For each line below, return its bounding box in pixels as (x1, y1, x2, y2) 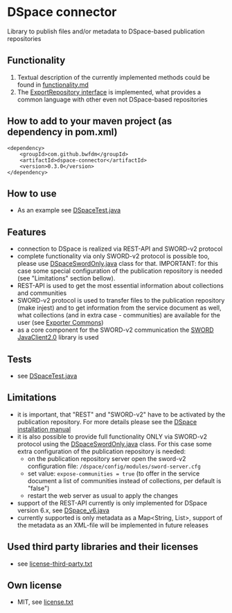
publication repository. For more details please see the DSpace (17, 417, 197, 426)
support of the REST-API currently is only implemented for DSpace (17, 498, 208, 507)
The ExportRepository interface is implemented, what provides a (17, 87, 202, 96)
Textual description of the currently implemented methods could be (17, 73, 210, 81)
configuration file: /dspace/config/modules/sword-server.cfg (27, 462, 201, 470)
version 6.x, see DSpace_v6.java (17, 506, 109, 514)
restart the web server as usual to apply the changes (27, 491, 179, 500)
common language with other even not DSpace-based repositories (17, 95, 208, 103)
